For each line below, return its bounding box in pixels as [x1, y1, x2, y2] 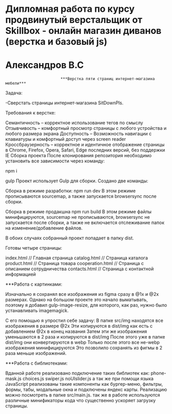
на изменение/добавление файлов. [5, 225, 83, 231]
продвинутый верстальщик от [5, 14, 143, 26]
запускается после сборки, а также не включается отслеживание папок [5, 219, 165, 226]
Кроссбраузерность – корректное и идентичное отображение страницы [5, 142, 165, 148]
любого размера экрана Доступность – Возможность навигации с [5, 130, 152, 137]
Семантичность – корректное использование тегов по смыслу [5, 120, 143, 126]
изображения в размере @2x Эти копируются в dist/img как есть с [5, 323, 153, 329]
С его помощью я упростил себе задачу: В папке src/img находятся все [5, 317, 163, 324]
